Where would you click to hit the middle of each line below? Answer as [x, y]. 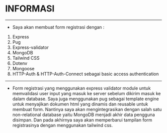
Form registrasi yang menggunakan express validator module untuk [82, 88]
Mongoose [23, 68]
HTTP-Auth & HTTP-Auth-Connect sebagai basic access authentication [85, 74]
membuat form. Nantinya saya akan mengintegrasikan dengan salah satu [87, 109]
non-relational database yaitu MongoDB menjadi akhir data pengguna [83, 115]
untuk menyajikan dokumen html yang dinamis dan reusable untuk [80, 104]
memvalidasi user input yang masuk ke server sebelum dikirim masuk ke [86, 93]
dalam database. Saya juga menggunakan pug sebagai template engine [85, 99]
